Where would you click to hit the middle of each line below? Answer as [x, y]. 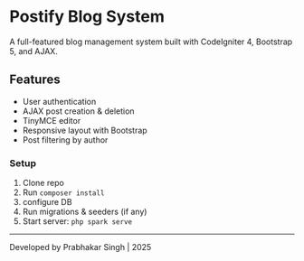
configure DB [47, 202]
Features [35, 80]
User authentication [59, 101]
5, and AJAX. [34, 51]
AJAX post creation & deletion [78, 111]
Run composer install [63, 192]
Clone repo [43, 183]
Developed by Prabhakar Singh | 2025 [81, 247]
